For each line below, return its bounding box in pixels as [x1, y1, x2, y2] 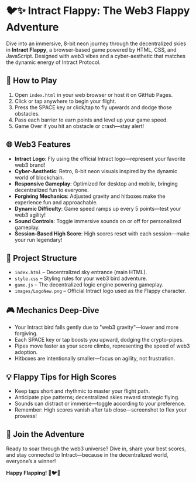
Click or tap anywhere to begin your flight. [14, 97, 116, 105]
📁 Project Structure [6, 253, 77, 263]
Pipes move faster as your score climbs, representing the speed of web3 [14, 342, 190, 349]
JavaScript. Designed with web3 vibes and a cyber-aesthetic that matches [6, 52, 186, 59]
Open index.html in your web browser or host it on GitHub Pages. [14, 91, 173, 98]
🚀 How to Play [6, 76, 57, 86]
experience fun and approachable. [14, 198, 98, 205]
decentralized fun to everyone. [14, 186, 89, 193]
